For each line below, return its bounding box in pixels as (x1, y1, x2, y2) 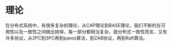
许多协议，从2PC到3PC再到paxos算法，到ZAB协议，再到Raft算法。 (5, 35, 148, 41)
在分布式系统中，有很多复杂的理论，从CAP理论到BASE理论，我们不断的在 (5, 22, 161, 28)
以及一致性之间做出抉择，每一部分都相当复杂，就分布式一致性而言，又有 (14, 28, 167, 34)
